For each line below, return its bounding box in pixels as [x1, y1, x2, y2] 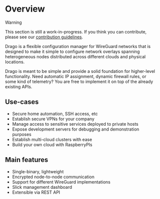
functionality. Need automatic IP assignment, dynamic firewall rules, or [5, 73, 147, 79]
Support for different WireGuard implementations [12, 179, 111, 185]
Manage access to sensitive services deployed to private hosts [12, 121, 139, 127]
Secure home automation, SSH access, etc [12, 111, 98, 116]
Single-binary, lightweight [12, 168, 64, 174]
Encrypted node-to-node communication [12, 174, 95, 180]
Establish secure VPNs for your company [12, 116, 95, 122]
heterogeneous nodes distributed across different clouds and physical [5, 53, 146, 59]
